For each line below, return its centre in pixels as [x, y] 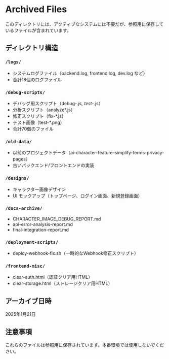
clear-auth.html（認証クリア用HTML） [53, 277]
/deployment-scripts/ [32, 242]
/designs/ [17, 178]
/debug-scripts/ [25, 92]
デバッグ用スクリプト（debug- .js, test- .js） [58, 103]
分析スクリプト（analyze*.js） [44, 110]
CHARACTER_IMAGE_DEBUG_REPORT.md [57, 219]
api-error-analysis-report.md [43, 224]
